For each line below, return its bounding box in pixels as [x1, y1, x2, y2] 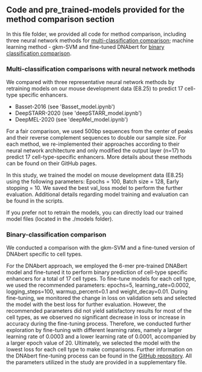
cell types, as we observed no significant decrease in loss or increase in [6, 314, 186, 321]
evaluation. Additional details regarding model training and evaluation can [6, 191, 189, 198]
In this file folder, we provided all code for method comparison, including [6, 30, 187, 38]
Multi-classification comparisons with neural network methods [6, 65, 195, 73]
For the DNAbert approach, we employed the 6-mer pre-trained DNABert [6, 263, 188, 270]
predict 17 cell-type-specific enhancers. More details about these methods [6, 154, 192, 161]
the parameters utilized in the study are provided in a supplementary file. [6, 359, 187, 366]
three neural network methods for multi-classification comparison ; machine [6, 36, 194, 44]
